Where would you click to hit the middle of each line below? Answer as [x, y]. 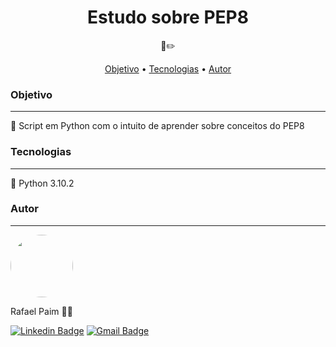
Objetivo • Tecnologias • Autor [168, 68]
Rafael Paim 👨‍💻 [41, 311]
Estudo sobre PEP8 [168, 17]
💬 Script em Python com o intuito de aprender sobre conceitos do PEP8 [157, 126]
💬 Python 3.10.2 [42, 183]
